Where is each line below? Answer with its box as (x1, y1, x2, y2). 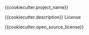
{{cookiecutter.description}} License (5, 14, 81, 20)
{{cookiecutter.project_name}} (5, 5, 69, 10)
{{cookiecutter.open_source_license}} (5, 24, 84, 30)
